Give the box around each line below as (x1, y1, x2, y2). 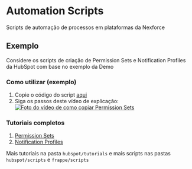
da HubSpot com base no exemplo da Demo (6, 63, 114, 70)
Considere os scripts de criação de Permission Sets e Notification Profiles (6, 56, 186, 63)
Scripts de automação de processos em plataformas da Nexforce (6, 24, 165, 31)
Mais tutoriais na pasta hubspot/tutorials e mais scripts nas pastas (6, 150, 171, 157)
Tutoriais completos (6, 119, 65, 127)
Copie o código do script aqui (14, 91, 87, 98)
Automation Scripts (6, 4, 104, 18)
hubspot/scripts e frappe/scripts (6, 156, 89, 164)
